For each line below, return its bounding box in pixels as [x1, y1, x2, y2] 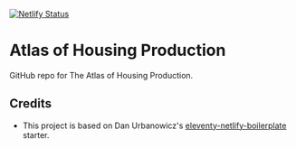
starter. [22, 129, 50, 140]
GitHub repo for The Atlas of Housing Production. [9, 69, 194, 80]
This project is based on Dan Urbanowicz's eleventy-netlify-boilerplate [22, 120, 287, 131]
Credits [9, 96, 53, 112]
